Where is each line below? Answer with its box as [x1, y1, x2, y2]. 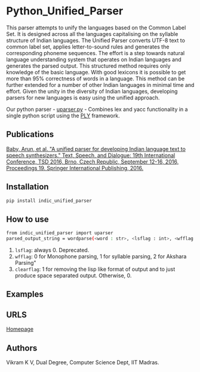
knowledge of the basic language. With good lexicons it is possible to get [6, 68, 186, 75]
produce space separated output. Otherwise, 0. [14, 272, 132, 279]
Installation [6, 182, 49, 192]
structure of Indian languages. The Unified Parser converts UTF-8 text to [6, 37, 185, 44]
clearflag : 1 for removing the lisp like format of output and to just [14, 265, 176, 273]
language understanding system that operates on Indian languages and [6, 56, 181, 63]
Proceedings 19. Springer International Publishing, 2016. [6, 164, 144, 171]
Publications [6, 129, 54, 140]
